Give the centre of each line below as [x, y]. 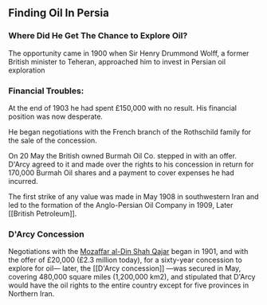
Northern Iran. [31, 294]
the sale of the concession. [53, 140]
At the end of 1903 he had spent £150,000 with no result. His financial [123, 108]
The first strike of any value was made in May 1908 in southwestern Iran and [133, 196]
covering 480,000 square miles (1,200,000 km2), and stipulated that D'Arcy [132, 277]
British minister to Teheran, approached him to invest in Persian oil [117, 61]
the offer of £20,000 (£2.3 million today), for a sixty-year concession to [126, 260]
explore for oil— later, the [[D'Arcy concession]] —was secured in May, [125, 268]
